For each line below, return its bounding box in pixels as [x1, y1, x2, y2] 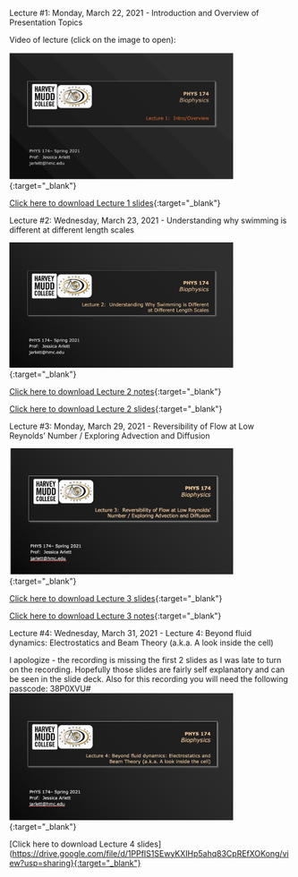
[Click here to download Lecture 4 [9, 839, 135, 849]
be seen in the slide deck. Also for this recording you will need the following [9, 673, 289, 684]
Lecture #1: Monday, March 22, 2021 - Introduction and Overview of [9, 8, 260, 18]
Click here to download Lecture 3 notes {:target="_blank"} [9, 610, 222, 621]
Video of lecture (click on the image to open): [9, 35, 176, 45]
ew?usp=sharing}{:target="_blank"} [9, 857, 141, 868]
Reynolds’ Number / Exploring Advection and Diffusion [9, 430, 210, 441]
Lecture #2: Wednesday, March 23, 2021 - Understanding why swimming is [9, 215, 287, 226]
